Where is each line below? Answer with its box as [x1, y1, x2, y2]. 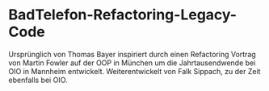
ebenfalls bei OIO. [8, 75, 68, 85]
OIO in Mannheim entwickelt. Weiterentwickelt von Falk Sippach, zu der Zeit [8, 66, 261, 76]
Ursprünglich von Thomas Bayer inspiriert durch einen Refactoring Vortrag [8, 49, 256, 59]
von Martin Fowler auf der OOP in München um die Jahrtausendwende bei [8, 58, 256, 68]
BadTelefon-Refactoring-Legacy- [8, 6, 237, 24]
